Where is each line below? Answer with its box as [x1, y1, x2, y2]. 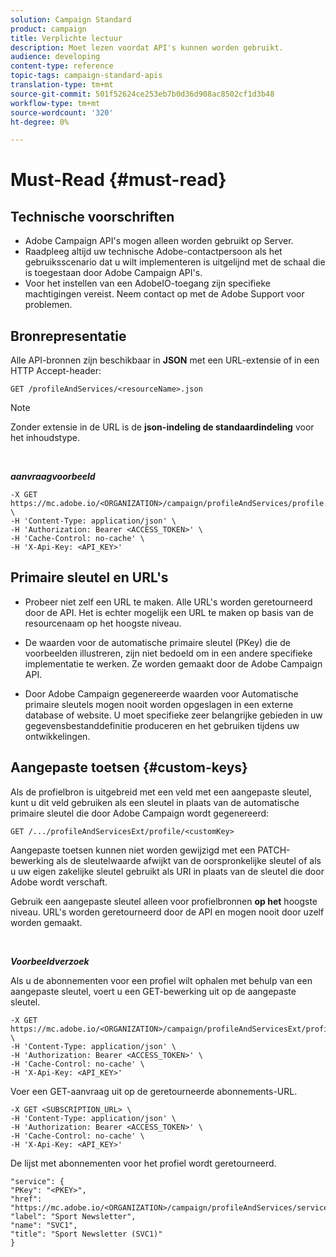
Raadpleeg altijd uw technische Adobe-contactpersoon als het [24, 246, 283, 258]
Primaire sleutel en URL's [10, 569, 169, 586]
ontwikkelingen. [24, 730, 91, 742]
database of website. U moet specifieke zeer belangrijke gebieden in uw [24, 709, 323, 721]
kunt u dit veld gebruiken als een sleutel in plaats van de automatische [10, 796, 300, 808]
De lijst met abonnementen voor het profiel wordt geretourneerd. [10, 1157, 277, 1169]
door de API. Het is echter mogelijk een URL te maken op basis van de [24, 606, 315, 618]
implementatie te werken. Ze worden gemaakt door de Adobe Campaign [24, 657, 323, 670]
